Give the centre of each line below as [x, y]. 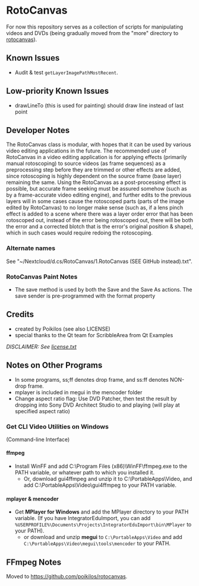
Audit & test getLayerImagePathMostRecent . [67, 72]
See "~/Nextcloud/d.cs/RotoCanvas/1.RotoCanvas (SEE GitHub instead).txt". [99, 261]
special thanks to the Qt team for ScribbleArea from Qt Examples [94, 335]
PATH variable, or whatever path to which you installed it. [85, 473]
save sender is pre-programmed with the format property [85, 296]
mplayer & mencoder [33, 499]
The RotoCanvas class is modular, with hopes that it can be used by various [99, 145]
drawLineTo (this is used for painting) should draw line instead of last [99, 105]
